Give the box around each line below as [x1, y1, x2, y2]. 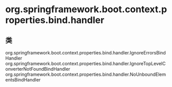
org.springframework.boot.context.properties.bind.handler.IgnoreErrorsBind [5, 50, 166, 55]
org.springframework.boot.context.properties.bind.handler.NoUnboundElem [5, 71, 166, 77]
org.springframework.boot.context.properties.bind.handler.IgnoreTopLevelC [5, 61, 166, 67]
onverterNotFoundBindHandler [5, 66, 70, 72]
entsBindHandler [5, 77, 41, 82]
